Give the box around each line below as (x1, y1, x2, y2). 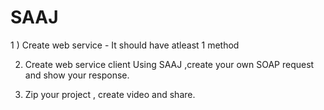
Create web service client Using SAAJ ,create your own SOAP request (24, 58, 315, 70)
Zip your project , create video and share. (24, 88, 196, 100)
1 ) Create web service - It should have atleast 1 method (10, 39, 240, 51)
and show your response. (24, 69, 130, 81)
